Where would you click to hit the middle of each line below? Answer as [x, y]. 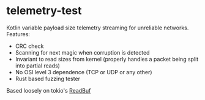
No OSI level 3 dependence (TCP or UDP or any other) [84, 72]
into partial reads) [37, 66]
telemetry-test [44, 11]
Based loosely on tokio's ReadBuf [49, 90]
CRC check [29, 46]
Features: [18, 34]
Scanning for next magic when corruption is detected [82, 52]
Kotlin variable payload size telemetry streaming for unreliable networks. [98, 28]
